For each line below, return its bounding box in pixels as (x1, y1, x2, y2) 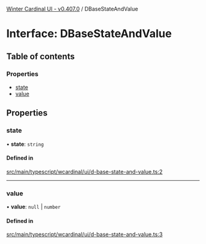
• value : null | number (6, 203, 61, 211)
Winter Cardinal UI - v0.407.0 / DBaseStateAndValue (6, 6, 139, 12)
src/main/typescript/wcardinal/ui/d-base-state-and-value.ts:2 (6, 168, 163, 175)
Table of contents (6, 51, 75, 61)
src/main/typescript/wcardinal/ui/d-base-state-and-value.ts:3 (6, 230, 163, 238)
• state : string (6, 140, 44, 148)
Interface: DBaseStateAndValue (6, 27, 172, 41)
